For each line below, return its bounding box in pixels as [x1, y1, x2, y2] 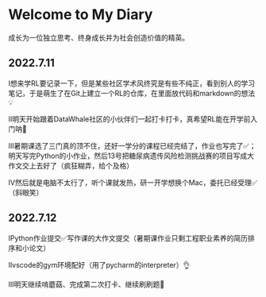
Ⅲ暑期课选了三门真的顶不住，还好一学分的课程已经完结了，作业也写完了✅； [8, 141, 256, 150]
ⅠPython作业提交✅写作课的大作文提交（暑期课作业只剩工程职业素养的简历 [8, 233, 249, 243]
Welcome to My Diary [8, 6, 153, 24]
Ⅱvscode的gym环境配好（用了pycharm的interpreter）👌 [8, 260, 191, 269]
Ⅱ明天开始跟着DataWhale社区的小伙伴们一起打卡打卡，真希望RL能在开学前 [8, 114, 251, 124]
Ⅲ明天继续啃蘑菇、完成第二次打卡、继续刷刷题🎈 [8, 280, 165, 289]
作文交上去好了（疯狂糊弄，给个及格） [8, 160, 133, 170]
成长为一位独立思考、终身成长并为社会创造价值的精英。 [8, 33, 189, 42]
